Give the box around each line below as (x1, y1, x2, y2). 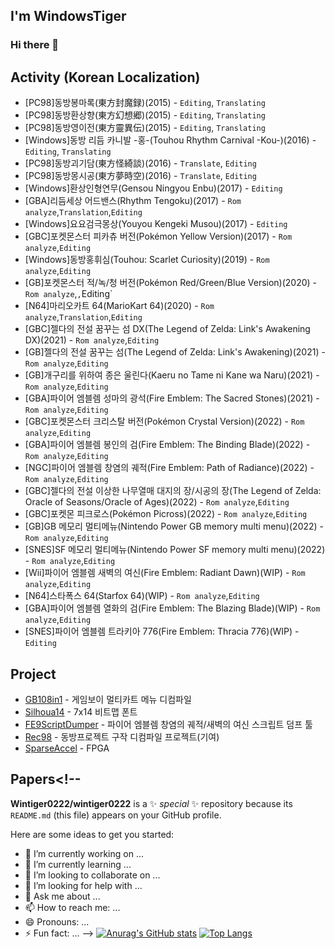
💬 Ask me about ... (24, 890, 101, 902)
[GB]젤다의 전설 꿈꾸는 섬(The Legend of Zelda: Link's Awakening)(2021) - (24, 346, 326, 358)
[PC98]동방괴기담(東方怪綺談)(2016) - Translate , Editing (24, 157, 257, 169)
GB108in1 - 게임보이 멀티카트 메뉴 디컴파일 (24, 693, 192, 705)
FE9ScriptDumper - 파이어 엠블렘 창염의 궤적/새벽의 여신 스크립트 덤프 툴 (24, 718, 313, 730)
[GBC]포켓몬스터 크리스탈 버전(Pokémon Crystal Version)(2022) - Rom (24, 415, 305, 428)
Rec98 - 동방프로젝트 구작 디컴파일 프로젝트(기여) (24, 730, 220, 743)
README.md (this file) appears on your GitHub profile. (10, 809, 222, 821)
